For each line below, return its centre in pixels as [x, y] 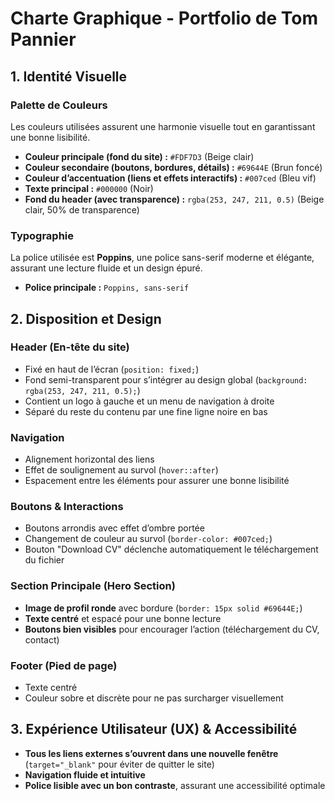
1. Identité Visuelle [69, 76]
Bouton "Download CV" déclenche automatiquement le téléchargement [171, 549]
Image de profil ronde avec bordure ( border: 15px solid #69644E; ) [163, 608]
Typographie [42, 235]
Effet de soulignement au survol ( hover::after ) [121, 470]
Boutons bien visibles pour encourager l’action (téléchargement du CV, [172, 629]
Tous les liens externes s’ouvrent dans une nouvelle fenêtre [151, 753]
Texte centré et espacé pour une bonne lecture [123, 618]
